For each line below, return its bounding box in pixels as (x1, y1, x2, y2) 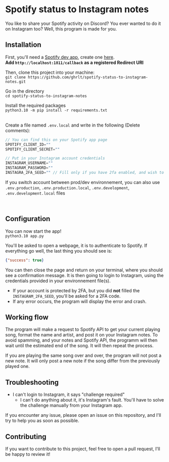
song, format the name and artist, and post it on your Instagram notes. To (5, 332, 158, 338)
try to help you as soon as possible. (5, 418, 79, 424)
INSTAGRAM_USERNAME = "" (5, 161, 53, 166)
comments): (5, 127, 30, 133)
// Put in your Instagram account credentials (5, 156, 105, 161)
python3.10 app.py (5, 233, 44, 238)
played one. (5, 363, 30, 369)
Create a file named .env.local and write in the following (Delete (5, 122, 140, 128)
